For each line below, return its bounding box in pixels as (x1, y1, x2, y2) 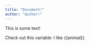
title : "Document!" (5, 7, 45, 12)
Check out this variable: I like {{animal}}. (5, 35, 86, 41)
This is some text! (5, 25, 40, 31)
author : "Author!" (5, 12, 42, 17)
